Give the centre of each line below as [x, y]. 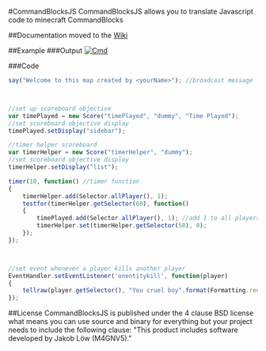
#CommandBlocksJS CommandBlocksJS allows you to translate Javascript [131, 11]
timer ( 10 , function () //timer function [74, 181]
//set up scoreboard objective [60, 109]
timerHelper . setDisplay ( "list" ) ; [63, 167]
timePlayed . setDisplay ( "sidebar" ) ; [67, 131]
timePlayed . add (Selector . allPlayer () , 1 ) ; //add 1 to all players [148, 218]
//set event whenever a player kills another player [97, 269]
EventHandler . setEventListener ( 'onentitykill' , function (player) [118, 276]
